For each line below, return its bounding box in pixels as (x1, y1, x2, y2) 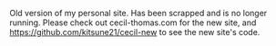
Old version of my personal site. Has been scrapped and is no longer (9, 8, 268, 18)
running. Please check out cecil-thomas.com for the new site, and (9, 17, 257, 28)
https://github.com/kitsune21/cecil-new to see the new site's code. (9, 27, 261, 37)
